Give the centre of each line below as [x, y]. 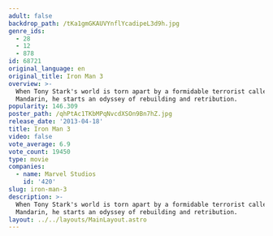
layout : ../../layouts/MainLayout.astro [78, 220]
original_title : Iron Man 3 [56, 76]
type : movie [28, 159]
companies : [27, 167]
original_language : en [47, 69]
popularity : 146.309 [43, 106]
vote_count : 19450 [39, 152]
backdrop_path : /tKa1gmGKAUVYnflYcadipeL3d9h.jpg [94, 24]
